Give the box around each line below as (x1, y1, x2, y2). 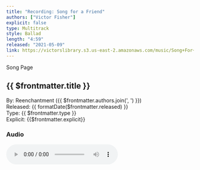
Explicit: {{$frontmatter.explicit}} (6, 115, 86, 122)
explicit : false (6, 20, 46, 26)
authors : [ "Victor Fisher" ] (6, 14, 76, 20)
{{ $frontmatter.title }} (6, 81, 90, 91)
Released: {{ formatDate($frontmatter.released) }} (6, 103, 129, 110)
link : (6, 48, 20, 53)
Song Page (6, 64, 33, 71)
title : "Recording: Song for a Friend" (6, 8, 105, 15)
